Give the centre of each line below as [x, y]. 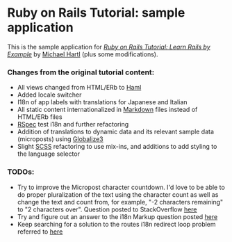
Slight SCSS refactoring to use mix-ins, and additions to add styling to [117, 147]
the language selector [48, 154]
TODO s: [21, 172]
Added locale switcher [49, 95]
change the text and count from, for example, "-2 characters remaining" [120, 202]
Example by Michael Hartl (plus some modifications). [83, 54]
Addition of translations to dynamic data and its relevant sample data [115, 132]
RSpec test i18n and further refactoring [73, 124]
